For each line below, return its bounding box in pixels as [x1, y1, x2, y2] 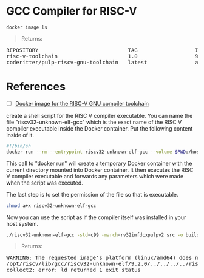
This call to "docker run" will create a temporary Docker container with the [6, 160, 192, 167]
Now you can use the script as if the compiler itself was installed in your [6, 214, 186, 221]
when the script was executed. [6, 179, 83, 186]
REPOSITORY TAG [6, 47, 138, 53]
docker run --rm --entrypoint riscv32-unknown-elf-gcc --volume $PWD [6, 149, 186, 155]
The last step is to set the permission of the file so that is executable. [6, 191, 178, 198]
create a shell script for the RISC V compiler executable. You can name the [6, 112, 193, 119]
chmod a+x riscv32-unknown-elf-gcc [6, 202, 97, 209]
